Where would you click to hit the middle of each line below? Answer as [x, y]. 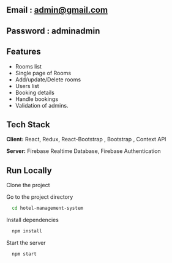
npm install [27, 231]
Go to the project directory [40, 197]
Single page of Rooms [43, 73]
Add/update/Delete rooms [48, 80]
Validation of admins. [42, 105]
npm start [24, 254]
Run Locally [29, 170]
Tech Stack [28, 124]
